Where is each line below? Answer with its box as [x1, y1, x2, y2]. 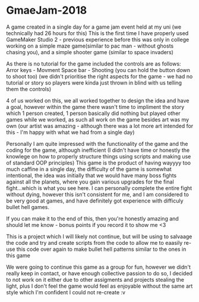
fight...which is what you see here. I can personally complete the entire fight [6, 184, 192, 191]
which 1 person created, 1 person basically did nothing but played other [6, 110, 181, 117]
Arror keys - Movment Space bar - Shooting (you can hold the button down [6, 66, 191, 73]
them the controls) [6, 85, 52, 92]
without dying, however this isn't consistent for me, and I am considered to [6, 191, 189, 198]
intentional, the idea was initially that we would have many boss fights [6, 172, 177, 179]
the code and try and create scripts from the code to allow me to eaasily [6, 239, 183, 246]
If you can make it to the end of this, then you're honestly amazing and [6, 215, 179, 222]
